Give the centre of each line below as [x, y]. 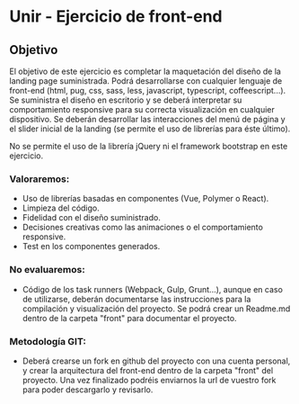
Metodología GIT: [48, 341]
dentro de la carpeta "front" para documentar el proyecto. [129, 318]
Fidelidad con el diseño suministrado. [92, 218]
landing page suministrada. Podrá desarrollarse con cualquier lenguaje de [146, 81]
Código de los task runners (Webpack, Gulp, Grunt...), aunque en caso [152, 289]
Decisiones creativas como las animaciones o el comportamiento [142, 228]
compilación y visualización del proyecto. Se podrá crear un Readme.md [156, 309]
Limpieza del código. [61, 208]
